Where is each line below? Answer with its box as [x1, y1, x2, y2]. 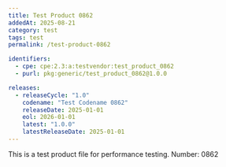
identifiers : [8, 55, 51, 63]
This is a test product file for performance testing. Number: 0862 [8, 149, 219, 158]
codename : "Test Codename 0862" [22, 98, 128, 106]
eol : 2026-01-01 [22, 113, 76, 121]
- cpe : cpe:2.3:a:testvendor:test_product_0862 [15, 62, 175, 71]
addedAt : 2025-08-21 [8, 19, 76, 27]
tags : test [8, 33, 44, 42]
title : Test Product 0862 [8, 11, 93, 20]
